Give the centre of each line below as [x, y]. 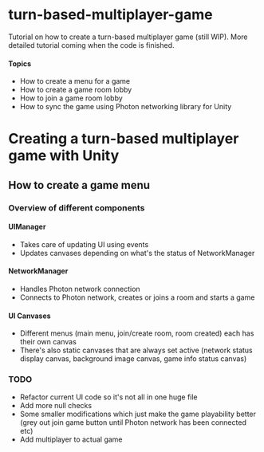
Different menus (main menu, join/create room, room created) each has [137, 333]
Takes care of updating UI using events [84, 244]
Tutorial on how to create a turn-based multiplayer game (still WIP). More [128, 37]
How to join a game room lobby [71, 98]
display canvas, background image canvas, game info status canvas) [133, 359]
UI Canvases [30, 316]
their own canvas [48, 342]
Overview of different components [77, 207]
